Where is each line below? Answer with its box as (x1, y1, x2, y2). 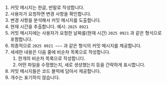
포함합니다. (10, 36, 33, 42)
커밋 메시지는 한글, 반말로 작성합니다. (10, 5, 85, 10)
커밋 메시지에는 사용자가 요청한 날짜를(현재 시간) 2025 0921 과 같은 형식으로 (10, 30, 162, 36)
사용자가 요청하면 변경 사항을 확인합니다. (10, 11, 91, 17)
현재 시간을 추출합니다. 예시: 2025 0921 (10, 23, 89, 30)
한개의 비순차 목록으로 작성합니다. (17, 55, 86, 61)
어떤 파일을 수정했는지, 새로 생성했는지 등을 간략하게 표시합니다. (17, 62, 145, 68)
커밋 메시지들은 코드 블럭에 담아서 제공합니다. (10, 68, 101, 74)
